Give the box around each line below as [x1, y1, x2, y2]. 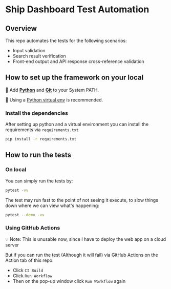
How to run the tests [5, 151, 72, 159]
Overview [5, 24, 37, 33]
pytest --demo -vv [5, 212, 45, 217]
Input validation [12, 48, 46, 53]
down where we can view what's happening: [5, 202, 100, 209]
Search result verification [12, 53, 66, 59]
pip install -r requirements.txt [5, 137, 77, 142]
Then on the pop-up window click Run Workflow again [12, 278, 126, 284]
